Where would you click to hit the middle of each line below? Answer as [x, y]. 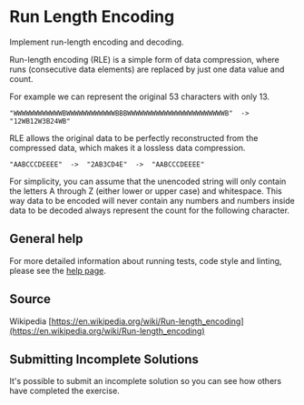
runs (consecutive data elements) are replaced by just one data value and [147, 69]
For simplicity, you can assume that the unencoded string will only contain [148, 181]
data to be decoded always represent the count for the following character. [150, 210]
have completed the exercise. [64, 391]
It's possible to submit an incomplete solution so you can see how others [146, 381]
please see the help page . [58, 270]
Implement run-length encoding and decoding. [97, 42]
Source [30, 299]
